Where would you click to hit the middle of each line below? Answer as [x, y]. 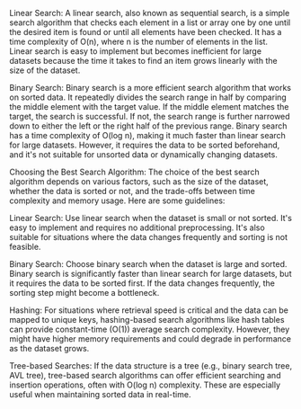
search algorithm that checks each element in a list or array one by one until [150, 22]
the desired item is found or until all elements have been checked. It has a [146, 32]
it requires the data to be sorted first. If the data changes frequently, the [142, 283]
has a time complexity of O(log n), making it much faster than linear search [147, 135]
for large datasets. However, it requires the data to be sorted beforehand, [145, 145]
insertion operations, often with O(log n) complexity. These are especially [145, 385]
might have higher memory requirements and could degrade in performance [150, 339]
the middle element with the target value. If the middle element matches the [149, 107]
